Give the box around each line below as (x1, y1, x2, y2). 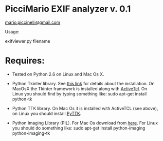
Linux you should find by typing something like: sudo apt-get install (12, 91, 147, 96)
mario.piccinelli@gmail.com (5, 19, 61, 25)
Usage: (5, 29, 19, 34)
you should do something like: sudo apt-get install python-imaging (12, 125, 145, 131)
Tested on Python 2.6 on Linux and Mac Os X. (12, 71, 105, 77)
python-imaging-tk (12, 130, 50, 136)
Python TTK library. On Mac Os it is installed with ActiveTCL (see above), (12, 105, 158, 111)
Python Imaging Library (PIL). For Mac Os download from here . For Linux (12, 120, 158, 125)
